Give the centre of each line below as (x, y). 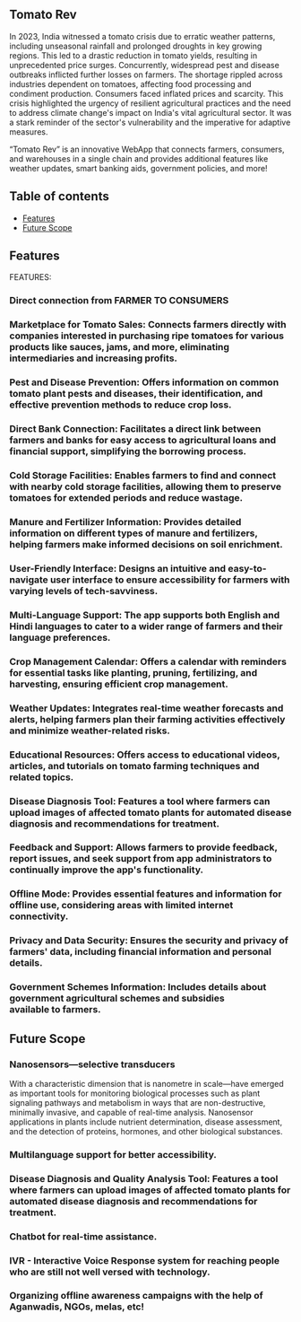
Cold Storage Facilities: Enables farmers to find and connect (143, 476)
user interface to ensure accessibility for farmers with (170, 580)
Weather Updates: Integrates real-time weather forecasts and (146, 708)
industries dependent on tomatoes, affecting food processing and (131, 83)
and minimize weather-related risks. (90, 731)
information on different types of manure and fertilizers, (133, 533)
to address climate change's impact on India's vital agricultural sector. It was (150, 112)
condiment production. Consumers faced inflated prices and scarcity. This (146, 93)
